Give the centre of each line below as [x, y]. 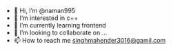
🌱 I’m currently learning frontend [60, 25]
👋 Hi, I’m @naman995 [44, 11]
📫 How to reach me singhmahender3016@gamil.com [90, 40]
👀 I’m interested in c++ [46, 18]
